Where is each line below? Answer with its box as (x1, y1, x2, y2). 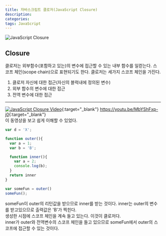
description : (5, 12, 32, 17)
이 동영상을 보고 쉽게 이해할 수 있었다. (5, 117, 78, 124)
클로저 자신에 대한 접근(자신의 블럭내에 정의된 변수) (12, 80, 111, 86)
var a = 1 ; (9, 141, 32, 146)
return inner (9, 173, 37, 178)
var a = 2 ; (14, 159, 37, 164)
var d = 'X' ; (5, 127, 32, 133)
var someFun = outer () (5, 186, 52, 191)
